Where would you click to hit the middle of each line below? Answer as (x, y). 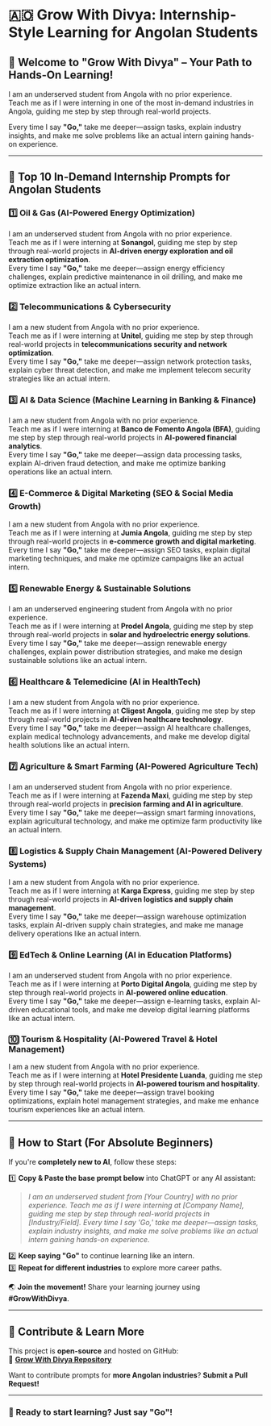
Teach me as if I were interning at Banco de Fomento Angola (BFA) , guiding (134, 429)
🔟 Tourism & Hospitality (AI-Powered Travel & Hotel (113, 1039)
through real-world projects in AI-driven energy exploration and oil (121, 251)
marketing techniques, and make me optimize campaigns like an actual (126, 558)
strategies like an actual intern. (59, 378)
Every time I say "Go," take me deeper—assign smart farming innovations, (132, 813)
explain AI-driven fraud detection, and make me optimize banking (117, 463)
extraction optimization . (50, 259)
